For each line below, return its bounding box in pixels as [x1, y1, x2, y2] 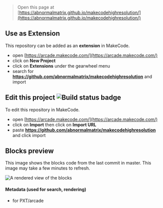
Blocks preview [5, 147, 54, 155]
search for [12, 68, 34, 74]
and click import [12, 132, 46, 138]
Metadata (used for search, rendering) [5, 186, 86, 192]
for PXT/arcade [12, 197, 44, 203]
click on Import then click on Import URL [12, 121, 97, 127]
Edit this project [5, 93, 55, 102]
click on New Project [12, 57, 56, 63]
